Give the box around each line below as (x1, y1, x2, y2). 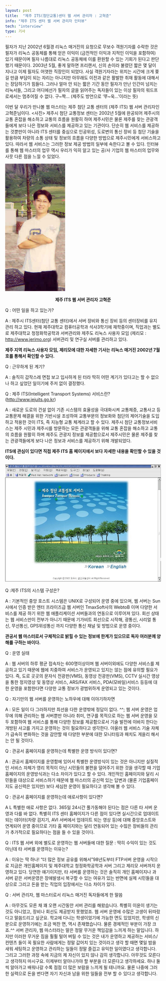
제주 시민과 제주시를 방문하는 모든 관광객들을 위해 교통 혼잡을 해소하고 (14, 426, 149, 431)
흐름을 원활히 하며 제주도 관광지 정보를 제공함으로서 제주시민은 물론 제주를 (10, 431, 153, 437)
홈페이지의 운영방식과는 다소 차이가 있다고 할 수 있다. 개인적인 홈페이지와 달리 (5, 771, 154, 777)
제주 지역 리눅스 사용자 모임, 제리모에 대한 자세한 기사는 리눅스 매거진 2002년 (5, 347, 153, 353)
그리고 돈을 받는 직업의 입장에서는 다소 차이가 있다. (18, 881, 116, 887)
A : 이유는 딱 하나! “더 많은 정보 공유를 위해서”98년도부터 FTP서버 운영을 (5, 857, 145, 862)
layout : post (5, 8, 32, 13)
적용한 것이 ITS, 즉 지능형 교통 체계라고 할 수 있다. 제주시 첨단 (14, 419, 132, 425)
